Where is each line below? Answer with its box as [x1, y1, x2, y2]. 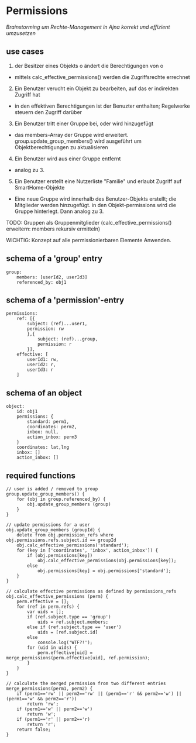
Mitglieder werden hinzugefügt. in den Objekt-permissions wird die [14, 201, 177, 208]
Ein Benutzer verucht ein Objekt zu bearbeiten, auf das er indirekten [14, 85, 178, 92]
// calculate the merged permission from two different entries [6, 680, 166, 686]
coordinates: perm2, [27, 424, 77, 430]
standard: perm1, [27, 419, 69, 425]
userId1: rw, [27, 357, 59, 363]
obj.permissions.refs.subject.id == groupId [6, 537, 116, 543]
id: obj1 [16, 408, 38, 415]
